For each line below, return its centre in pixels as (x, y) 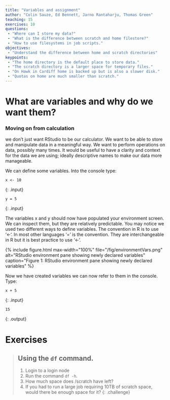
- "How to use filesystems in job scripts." (55, 43)
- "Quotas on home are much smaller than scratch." (63, 76)
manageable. (19, 161)
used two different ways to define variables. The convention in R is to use (82, 229)
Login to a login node (47, 370)
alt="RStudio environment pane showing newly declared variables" (75, 255)
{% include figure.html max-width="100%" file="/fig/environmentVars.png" (84, 250)
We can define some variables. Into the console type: (61, 171)
